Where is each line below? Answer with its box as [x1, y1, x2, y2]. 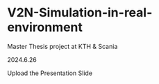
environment [7, 19, 83, 35]
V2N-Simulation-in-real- [7, 5, 153, 21]
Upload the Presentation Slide [7, 69, 92, 77]
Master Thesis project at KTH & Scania [7, 42, 118, 50]
